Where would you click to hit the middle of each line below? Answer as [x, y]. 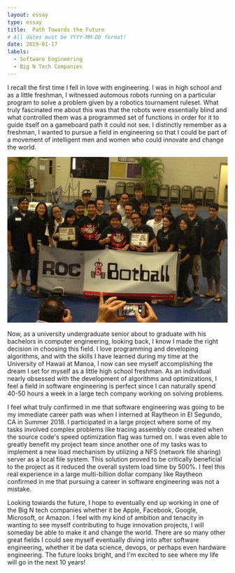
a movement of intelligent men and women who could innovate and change [115, 140]
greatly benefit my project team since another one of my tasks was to [107, 444]
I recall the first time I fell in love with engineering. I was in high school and [114, 87]
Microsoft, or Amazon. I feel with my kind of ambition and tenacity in [106, 517]
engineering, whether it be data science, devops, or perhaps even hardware [116, 547]
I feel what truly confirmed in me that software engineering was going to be [116, 407]
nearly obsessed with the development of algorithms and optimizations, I [112, 378]
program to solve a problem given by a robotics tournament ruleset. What [113, 102]
